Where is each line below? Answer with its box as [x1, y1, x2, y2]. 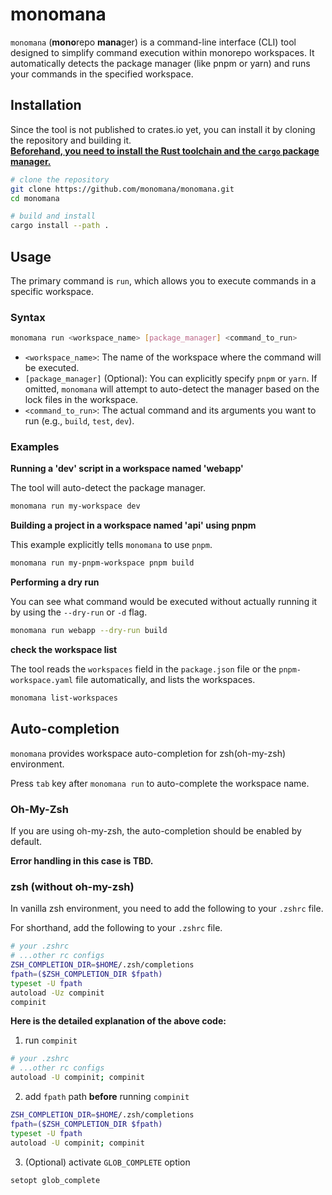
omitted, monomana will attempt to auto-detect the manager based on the [24, 383, 320, 395]
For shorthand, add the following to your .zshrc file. [10, 922, 223, 934]
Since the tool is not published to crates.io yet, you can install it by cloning [10, 123, 316, 135]
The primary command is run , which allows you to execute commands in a [10, 274, 317, 287]
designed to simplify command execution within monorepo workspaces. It [10, 46, 315, 58]
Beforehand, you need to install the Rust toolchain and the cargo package [10, 144, 320, 157]
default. [10, 836, 43, 848]
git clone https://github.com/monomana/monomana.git [10, 184, 235, 194]
